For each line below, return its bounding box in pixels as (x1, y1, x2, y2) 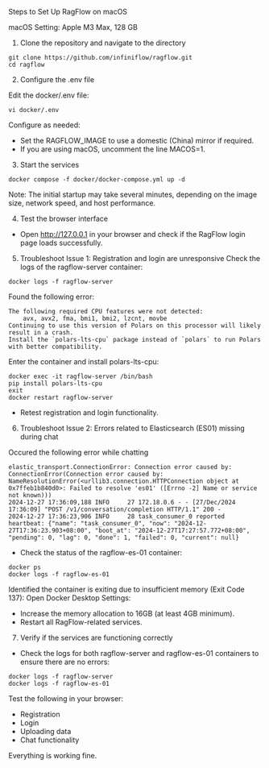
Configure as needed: (8, 120, 81, 130)
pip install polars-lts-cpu (8, 380, 103, 388)
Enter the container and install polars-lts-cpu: (8, 357, 159, 366)
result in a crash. (8, 329, 74, 337)
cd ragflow (8, 60, 45, 68)
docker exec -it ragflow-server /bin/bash (8, 372, 153, 380)
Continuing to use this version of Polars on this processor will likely (8, 322, 262, 330)
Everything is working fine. (8, 751, 97, 760)
